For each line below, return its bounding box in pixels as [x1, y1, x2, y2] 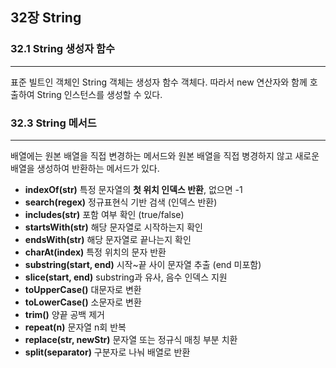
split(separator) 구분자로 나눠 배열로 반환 [24, 346, 191, 358]
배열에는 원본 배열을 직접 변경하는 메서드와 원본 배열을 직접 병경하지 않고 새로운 [10, 149, 320, 162]
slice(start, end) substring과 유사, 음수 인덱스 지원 [24, 271, 228, 283]
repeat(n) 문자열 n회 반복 [24, 321, 127, 333]
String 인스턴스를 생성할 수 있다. [36, 88, 163, 100]
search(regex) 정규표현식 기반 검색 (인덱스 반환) [24, 196, 218, 208]
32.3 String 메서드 [10, 116, 97, 130]
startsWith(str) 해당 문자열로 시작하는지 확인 [24, 221, 203, 233]
